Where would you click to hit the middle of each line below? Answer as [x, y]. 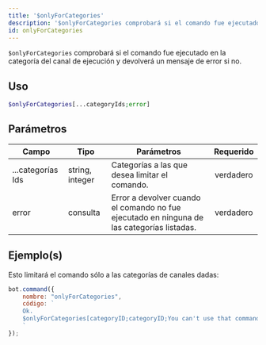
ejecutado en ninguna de [158, 217]
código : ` [39, 304]
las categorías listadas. [154, 227]
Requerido [234, 151]
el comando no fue [146, 207]
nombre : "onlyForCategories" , [72, 297]
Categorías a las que [149, 165]
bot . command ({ [32, 289]
